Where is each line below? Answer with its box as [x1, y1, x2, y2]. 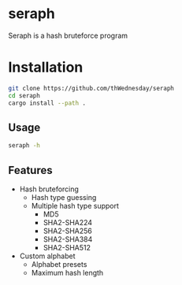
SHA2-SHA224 [43, 218, 93, 227]
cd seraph [8, 91, 41, 99]
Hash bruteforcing [19, 184, 79, 194]
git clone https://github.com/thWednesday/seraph [8, 84, 175, 92]
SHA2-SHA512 [43, 243, 91, 252]
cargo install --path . [8, 99, 87, 107]
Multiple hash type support [31, 202, 120, 210]
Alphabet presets [31, 260, 87, 268]
